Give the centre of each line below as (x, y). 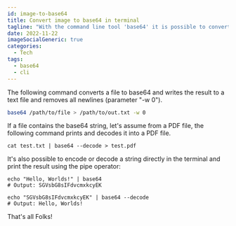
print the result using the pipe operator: (64, 167)
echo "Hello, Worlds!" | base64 (54, 179)
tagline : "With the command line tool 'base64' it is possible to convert (119, 27)
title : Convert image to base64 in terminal (73, 20)
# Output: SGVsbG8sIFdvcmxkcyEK (54, 185)
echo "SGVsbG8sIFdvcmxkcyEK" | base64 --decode (78, 198)
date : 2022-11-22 (33, 33)
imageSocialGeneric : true (45, 40)
